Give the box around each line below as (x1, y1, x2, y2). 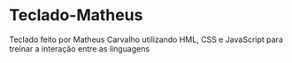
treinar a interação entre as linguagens (9, 43, 150, 53)
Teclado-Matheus (9, 5, 143, 25)
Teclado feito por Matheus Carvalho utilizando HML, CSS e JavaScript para (9, 34, 283, 45)
